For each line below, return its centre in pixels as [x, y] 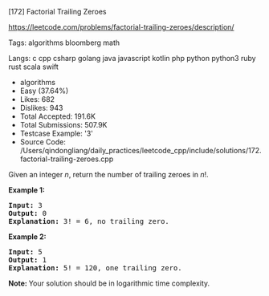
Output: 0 [27, 213]
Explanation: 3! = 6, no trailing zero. [89, 221]
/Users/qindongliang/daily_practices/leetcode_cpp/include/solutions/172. [141, 150]
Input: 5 [25, 252]
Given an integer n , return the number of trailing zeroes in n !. [108, 174]
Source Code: [43, 142]
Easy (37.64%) [44, 91]
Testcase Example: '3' [57, 133]
